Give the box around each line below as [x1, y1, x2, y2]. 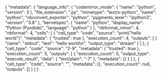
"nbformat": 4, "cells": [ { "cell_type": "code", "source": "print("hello [5, 30, 142, 36]
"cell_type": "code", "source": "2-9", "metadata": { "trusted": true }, [5, 46, 141, 51]
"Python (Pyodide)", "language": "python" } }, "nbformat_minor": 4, [5, 25, 140, 31]
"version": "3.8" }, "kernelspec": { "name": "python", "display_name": [5, 19, 144, 25]
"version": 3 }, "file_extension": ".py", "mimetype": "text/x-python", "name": [5, 9, 157, 15]
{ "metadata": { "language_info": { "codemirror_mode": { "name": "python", [5, 4, 156, 10]
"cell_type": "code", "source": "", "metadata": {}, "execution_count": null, [5, 61, 151, 67]
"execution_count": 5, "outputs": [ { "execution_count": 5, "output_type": [5, 51, 150, 57]
